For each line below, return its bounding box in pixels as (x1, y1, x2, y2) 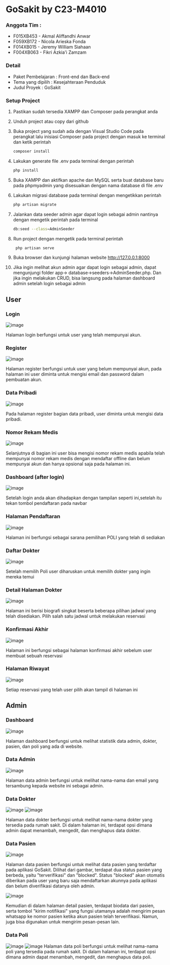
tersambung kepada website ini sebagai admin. (6, 782, 104, 788)
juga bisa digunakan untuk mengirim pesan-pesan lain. (6, 919, 120, 925)
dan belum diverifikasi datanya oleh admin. (6, 883, 95, 889)
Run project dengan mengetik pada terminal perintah (13, 235, 123, 242)
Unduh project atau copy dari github (13, 118, 89, 125)
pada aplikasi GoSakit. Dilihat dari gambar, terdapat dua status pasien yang (6, 867, 162, 873)
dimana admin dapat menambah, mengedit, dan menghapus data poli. (6, 954, 152, 960)
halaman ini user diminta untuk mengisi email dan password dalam (6, 371, 144, 377)
